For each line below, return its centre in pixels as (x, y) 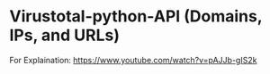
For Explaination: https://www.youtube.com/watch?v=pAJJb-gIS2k (133, 60)
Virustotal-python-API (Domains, (136, 16)
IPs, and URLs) (64, 35)
